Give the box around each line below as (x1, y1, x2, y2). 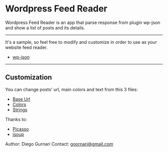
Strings (12, 107, 27, 113)
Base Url (12, 96, 30, 102)
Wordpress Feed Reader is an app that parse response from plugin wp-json (5, 19, 160, 25)
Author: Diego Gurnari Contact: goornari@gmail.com (5, 141, 113, 147)
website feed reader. (5, 44, 48, 50)
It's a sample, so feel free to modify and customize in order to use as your (5, 39, 157, 45)
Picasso (12, 126, 29, 132)
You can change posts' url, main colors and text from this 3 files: (5, 86, 138, 92)
